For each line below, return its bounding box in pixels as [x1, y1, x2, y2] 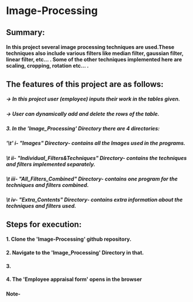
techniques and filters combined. [6, 182, 89, 189]
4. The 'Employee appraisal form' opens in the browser [6, 276, 142, 283]
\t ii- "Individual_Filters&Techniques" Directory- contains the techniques [6, 154, 187, 161]
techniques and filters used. [6, 203, 77, 210]
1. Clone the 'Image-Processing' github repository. [6, 235, 132, 243]
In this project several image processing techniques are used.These [6, 44, 174, 51]
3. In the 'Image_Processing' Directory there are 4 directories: [6, 124, 160, 132]
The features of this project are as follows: [6, 79, 164, 89]
